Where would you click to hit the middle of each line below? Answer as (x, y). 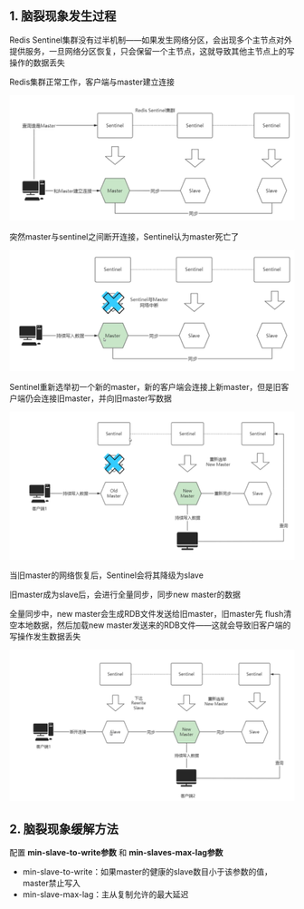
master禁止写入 (52, 884)
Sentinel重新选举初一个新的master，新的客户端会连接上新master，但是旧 (145, 386)
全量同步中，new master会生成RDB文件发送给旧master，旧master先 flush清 (151, 613)
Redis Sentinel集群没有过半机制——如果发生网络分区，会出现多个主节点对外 (151, 40)
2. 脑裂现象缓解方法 (64, 829)
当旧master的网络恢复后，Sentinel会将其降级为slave (106, 575)
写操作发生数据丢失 (45, 636)
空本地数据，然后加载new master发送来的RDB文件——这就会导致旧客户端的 (150, 625)
